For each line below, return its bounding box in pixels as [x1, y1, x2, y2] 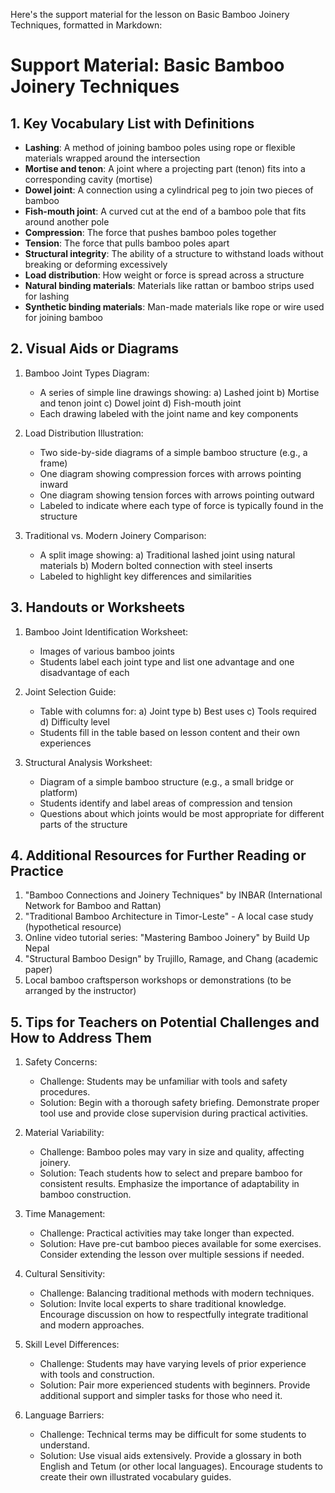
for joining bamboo [24, 312, 103, 323]
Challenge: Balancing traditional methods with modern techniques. [39, 1287, 315, 1299]
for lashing [24, 290, 70, 302]
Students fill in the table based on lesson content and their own [39, 726, 300, 738]
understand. [39, 1439, 90, 1451]
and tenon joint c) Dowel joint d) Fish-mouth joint [39, 397, 242, 409]
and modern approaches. [39, 1319, 145, 1331]
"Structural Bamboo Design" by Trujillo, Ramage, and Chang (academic [24, 953, 319, 965]
